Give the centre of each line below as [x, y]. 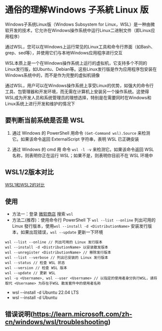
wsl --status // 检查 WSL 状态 [35, 263]
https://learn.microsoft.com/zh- [82, 314]
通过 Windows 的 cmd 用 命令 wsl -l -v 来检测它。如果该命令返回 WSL [83, 149]
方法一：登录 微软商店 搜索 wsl [43, 214]
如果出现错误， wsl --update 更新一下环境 [62, 232]
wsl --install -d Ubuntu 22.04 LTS [45, 292]
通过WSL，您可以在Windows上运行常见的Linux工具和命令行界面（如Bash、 [80, 47]
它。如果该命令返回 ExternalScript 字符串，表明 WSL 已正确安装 [75, 139]
